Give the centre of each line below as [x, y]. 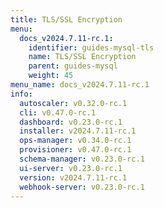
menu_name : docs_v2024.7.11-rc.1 [80, 85]
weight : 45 [51, 76]
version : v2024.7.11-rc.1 [73, 177]
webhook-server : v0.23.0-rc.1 [82, 187]
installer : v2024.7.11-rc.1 [78, 131]
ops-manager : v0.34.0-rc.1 [75, 141]
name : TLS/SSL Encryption [82, 57]
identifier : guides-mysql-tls [91, 47]
